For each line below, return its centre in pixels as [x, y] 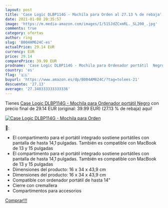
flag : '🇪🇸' [17, 75]
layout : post [19, 10]
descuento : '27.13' [25, 84]
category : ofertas [24, 33]
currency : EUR [20, 51]
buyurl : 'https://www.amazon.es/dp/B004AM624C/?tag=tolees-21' [72, 79]
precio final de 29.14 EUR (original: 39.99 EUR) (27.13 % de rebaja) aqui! [79, 108]
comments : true [21, 28]
